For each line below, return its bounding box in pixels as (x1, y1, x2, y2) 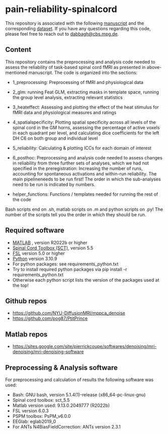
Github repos (5, 297, 47, 305)
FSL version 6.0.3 (12, 408, 49, 413)
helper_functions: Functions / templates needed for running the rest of (12, 191, 158, 197)
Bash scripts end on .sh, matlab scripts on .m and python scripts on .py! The (5, 206, 163, 212)
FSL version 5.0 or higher (12, 250, 65, 256)
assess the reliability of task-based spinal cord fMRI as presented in (5, 64, 146, 70)
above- (146, 64, 162, 70)
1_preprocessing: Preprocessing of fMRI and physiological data (12, 79, 143, 85)
